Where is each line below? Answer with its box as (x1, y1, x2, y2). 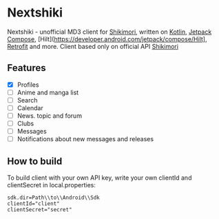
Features (7, 62, 46, 74)
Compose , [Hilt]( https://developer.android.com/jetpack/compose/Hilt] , (7, 34, 207, 43)
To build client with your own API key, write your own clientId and (7, 174, 192, 182)
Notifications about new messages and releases (17, 135, 154, 143)
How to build (7, 155, 63, 167)
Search (17, 96, 38, 104)
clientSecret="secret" (7, 207, 72, 213)
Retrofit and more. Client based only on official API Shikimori (7, 42, 179, 50)
